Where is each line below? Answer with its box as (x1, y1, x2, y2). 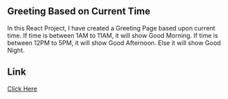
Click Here (7, 84, 38, 93)
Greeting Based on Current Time (7, 6, 151, 17)
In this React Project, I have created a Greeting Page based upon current (7, 24, 215, 32)
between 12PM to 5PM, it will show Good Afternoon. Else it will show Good (7, 38, 221, 47)
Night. (7, 46, 25, 54)
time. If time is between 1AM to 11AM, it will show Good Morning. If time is (7, 31, 218, 39)
